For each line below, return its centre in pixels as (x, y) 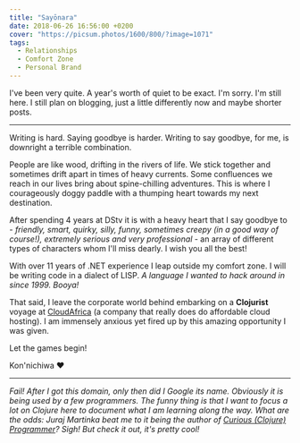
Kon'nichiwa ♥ (37, 365)
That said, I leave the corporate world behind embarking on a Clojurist (139, 302)
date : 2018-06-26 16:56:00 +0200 (71, 26)
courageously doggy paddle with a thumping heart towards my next (134, 192)
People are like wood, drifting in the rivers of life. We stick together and (140, 164)
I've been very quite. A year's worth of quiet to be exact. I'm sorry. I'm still (145, 93)
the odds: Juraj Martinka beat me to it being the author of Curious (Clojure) (148, 419)
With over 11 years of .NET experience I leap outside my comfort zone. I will (148, 266)
